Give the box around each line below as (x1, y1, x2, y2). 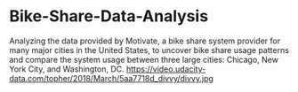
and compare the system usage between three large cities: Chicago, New (9, 54, 278, 65)
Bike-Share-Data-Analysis (9, 6, 209, 27)
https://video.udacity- (125, 64, 206, 74)
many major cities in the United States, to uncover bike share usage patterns (9, 44, 289, 55)
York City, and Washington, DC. (9, 64, 125, 74)
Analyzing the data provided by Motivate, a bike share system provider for (9, 35, 281, 46)
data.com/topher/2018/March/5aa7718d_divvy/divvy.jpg (9, 73, 213, 83)
